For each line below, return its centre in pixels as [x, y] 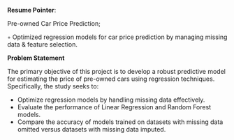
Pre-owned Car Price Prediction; [54, 23]
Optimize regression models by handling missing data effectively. [111, 100]
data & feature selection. [43, 44]
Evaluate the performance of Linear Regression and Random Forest [114, 107]
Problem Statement [36, 58]
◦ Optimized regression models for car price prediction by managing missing [117, 37]
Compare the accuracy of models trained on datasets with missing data [120, 122]
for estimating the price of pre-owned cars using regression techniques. [111, 79]
